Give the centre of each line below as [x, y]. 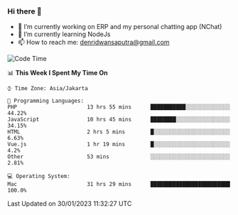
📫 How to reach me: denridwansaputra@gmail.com [93, 43]
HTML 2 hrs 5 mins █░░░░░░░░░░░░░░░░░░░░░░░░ [119, 132]
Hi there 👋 [25, 11]
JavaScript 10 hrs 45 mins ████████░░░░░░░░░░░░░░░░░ [119, 120]
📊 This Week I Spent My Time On [58, 73]
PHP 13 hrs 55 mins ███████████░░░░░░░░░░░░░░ [119, 107]
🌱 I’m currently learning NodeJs [64, 34]
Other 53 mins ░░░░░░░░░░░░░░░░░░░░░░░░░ [119, 157]
